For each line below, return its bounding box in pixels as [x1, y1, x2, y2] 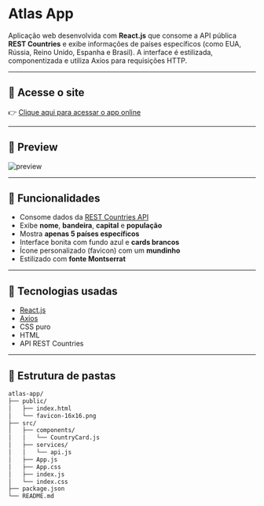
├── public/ [8, 397, 47, 405]
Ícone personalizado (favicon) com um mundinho [19, 246, 181, 256]
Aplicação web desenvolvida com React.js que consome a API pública [8, 31, 237, 40]
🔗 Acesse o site [8, 86, 85, 99]
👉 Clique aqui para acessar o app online [8, 107, 141, 116]
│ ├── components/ [8, 427, 76, 434]
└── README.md [8, 493, 55, 500]
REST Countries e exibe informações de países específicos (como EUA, [8, 39, 242, 48]
